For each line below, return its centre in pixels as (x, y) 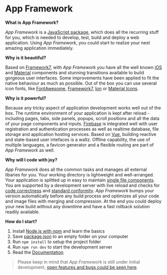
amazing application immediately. (39, 48)
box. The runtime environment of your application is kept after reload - (78, 113)
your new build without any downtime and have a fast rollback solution (78, 206)
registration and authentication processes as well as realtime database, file (82, 129)
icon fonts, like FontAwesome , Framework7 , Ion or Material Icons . (72, 88)
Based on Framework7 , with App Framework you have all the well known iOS (83, 67)
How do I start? (21, 221)
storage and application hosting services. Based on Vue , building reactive (81, 134)
